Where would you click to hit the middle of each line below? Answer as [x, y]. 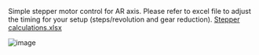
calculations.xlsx [35, 27]
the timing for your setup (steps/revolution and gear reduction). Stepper [124, 19]
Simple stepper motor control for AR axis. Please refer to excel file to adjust [129, 11]
